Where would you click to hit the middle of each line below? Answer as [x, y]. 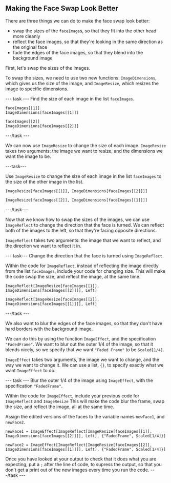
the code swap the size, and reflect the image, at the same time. [73, 276]
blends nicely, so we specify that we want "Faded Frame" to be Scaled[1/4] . [85, 349]
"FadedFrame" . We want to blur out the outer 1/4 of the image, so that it [79, 344]
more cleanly [26, 36]
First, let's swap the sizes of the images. [48, 68]
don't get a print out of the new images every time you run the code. [77, 470]
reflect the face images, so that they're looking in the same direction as [88, 42]
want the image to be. [28, 156]
